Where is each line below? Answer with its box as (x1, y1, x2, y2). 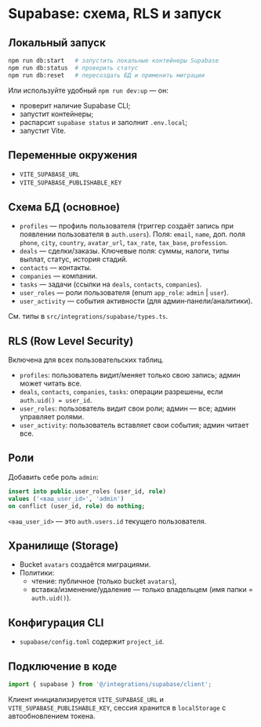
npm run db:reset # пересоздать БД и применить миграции (8, 71, 205, 79)
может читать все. (19, 378, 82, 389)
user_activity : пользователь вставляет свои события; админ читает (19, 421, 249, 430)
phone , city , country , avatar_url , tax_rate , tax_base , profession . (19, 238, 229, 247)
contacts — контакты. (19, 263, 92, 272)
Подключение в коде (8, 659, 118, 673)
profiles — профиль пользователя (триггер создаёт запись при (19, 221, 234, 231)
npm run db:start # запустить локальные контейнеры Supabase (8, 57, 219, 64)
